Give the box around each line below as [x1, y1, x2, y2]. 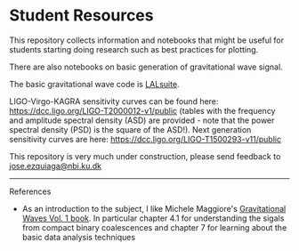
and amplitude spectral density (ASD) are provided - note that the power [9, 115, 275, 125]
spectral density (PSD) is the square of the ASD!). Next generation [9, 124, 252, 134]
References [9, 186, 52, 197]
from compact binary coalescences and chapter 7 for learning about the [21, 222, 287, 232]
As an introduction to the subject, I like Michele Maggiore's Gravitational [21, 203, 287, 214]
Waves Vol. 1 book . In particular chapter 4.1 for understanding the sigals [21, 213, 285, 223]
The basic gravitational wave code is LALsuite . [9, 78, 180, 89]
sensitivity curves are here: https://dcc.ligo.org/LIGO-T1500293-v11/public [9, 134, 282, 144]
